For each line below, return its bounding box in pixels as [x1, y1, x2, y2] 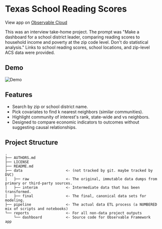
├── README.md [5, 164, 34, 169]
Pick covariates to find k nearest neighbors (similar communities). [12, 108, 144, 115]
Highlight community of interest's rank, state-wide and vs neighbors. [12, 114, 150, 120]
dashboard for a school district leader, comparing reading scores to [5, 34, 140, 40]
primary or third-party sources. [5, 181, 73, 186]
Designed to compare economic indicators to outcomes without [12, 119, 140, 125]
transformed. [5, 190, 32, 194]
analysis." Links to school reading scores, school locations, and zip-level [5, 44, 150, 50]
